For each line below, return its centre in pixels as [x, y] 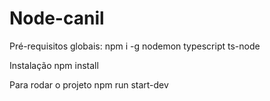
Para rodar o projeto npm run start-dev [89, 84]
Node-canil [57, 18]
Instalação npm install [54, 65]
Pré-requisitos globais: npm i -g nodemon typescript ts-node [135, 46]
